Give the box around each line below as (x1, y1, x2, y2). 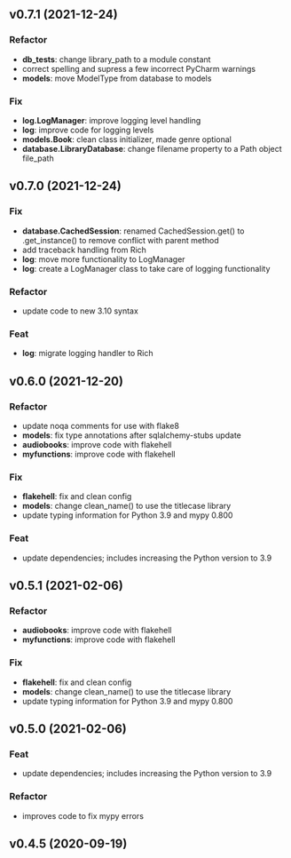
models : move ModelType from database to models (21, 73, 212, 83)
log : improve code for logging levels (21, 124, 154, 135)
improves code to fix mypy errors (21, 810, 145, 821)
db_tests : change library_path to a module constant (21, 53, 211, 65)
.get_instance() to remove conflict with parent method (21, 234, 219, 245)
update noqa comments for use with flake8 (21, 420, 180, 431)
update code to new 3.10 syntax (21, 306, 139, 316)
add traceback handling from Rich (21, 244, 146, 255)
